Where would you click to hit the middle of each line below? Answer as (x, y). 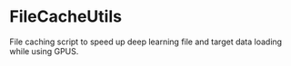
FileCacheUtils (66, 17)
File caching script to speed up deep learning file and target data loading (146, 42)
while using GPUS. (44, 51)
